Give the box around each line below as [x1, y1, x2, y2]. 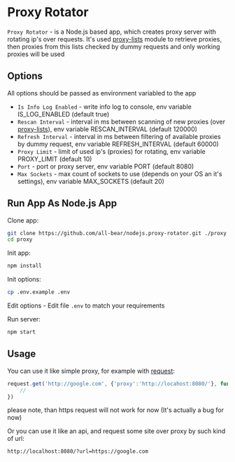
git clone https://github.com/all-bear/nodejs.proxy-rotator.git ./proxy [7, 230, 227, 237]
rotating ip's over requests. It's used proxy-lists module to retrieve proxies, [7, 34, 222, 43]
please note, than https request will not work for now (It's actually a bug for [7, 406, 224, 414]
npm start [7, 329, 36, 336]
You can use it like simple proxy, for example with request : [7, 367, 175, 375]
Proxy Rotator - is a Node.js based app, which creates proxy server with [7, 27, 217, 36]
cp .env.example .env [7, 289, 71, 296]
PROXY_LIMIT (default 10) [17, 154, 92, 163]
